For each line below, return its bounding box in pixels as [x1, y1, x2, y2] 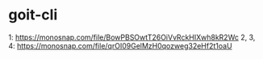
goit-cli [8, 6, 58, 24]
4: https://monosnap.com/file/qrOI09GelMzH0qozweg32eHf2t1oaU [8, 40, 232, 50]
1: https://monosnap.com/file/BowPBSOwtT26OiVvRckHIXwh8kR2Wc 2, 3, [8, 32, 256, 42]
